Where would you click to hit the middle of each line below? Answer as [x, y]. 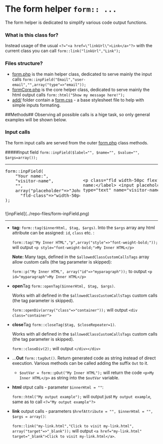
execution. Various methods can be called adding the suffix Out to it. [80, 363]
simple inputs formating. [36, 105]
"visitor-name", [35, 181]
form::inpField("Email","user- [54, 80]
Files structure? [24, 63]
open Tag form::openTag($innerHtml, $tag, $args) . [64, 286]
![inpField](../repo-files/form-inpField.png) [47, 213]
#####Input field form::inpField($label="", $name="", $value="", [72, 152]
